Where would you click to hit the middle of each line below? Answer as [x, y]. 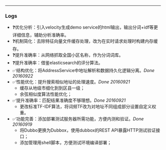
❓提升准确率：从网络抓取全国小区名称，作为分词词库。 [68, 55]
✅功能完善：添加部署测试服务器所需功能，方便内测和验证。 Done [78, 119]
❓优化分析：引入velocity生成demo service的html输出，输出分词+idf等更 [85, 27]
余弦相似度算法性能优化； [46, 94]
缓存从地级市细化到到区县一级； [52, 88]
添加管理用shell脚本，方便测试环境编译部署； [66, 143]
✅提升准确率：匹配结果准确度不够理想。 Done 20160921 [69, 100]
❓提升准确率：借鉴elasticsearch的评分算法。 [57, 63]
